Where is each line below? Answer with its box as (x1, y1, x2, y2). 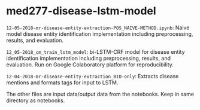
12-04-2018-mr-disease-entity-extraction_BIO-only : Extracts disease (6, 72, 179, 80)
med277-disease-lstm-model (6, 4, 157, 18)
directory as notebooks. (6, 97, 65, 104)
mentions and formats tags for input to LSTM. (6, 79, 119, 86)
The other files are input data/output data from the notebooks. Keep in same (6, 90, 195, 97)
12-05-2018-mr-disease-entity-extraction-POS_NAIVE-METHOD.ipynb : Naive (6, 24, 190, 31)
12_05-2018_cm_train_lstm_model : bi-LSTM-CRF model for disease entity (6, 48, 185, 55)
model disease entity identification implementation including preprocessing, (6, 30, 193, 37)
